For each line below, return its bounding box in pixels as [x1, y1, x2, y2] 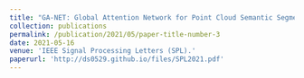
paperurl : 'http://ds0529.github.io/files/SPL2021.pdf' [9, 55, 224, 64]
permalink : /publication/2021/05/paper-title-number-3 [9, 30, 221, 39]
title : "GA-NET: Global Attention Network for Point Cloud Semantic [9, 13, 273, 22]
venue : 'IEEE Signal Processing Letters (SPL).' [9, 47, 196, 56]
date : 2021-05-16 [9, 38, 75, 48]
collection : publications [9, 22, 107, 30]
